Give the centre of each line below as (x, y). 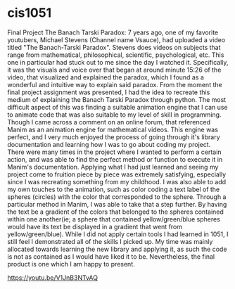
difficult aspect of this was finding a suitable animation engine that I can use (118, 107)
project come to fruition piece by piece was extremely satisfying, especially (117, 174)
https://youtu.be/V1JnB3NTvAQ (53, 277)
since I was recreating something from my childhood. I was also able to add (117, 181)
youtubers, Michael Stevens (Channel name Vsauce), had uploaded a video (116, 39)
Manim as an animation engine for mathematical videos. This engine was (113, 129)
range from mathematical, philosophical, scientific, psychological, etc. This (116, 55)
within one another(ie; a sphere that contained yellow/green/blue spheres (114, 219)
